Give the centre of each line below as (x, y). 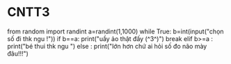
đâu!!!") (18, 54)
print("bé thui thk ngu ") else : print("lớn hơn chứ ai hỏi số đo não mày (107, 46)
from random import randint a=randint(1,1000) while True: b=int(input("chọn (115, 31)
